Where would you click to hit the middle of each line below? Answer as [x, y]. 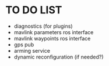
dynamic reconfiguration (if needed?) [59, 57]
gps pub [24, 45]
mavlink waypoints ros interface [52, 38]
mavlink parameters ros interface [54, 32]
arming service [32, 50]
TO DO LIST [34, 10]
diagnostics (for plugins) [43, 26]
